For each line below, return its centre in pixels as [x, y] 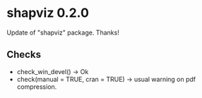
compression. [37, 87]
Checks [24, 55]
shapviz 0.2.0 [48, 13]
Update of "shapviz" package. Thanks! [63, 32]
